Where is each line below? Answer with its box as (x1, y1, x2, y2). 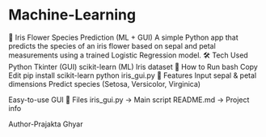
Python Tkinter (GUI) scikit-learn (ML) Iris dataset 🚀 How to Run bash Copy (8, 62, 259, 71)
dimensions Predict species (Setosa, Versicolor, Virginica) (8, 79, 201, 88)
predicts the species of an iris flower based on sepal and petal (8, 41, 216, 50)
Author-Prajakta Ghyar (8, 119, 83, 129)
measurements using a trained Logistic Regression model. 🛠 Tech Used (8, 50, 248, 60)
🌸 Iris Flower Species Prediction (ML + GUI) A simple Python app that (8, 32, 239, 42)
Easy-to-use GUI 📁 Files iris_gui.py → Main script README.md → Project (8, 95, 250, 105)
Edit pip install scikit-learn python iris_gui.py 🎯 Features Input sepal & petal (8, 71, 257, 80)
